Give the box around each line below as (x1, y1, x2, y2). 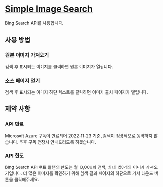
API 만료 (5, 121, 24, 127)
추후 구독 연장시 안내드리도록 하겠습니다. (19, 139, 97, 145)
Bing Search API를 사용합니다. (5, 20, 64, 26)
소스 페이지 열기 (5, 77, 40, 84)
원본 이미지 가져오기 (5, 52, 49, 59)
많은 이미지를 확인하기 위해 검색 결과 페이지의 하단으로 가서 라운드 (28, 170, 154, 176)
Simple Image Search (5, 3, 93, 15)
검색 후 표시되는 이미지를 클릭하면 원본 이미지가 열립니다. (5, 63, 113, 69)
